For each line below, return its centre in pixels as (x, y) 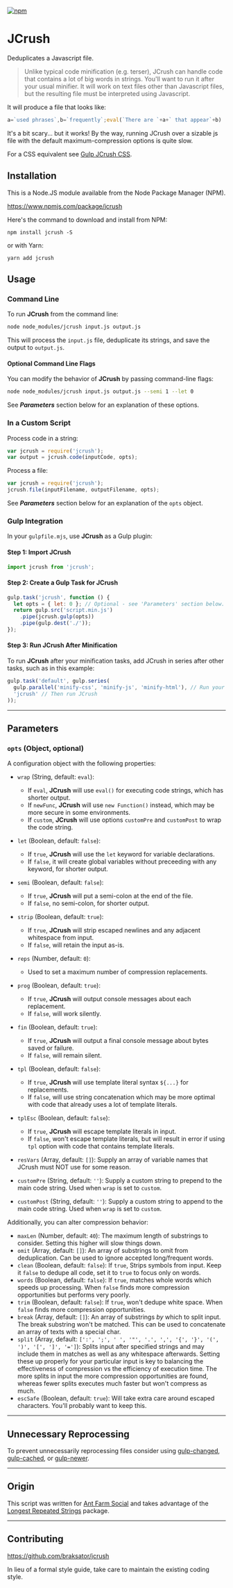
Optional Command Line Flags (51, 363)
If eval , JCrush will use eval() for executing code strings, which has (126, 791)
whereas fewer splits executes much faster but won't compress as (112, 1384)
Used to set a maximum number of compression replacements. (118, 972)
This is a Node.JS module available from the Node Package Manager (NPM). (116, 193)
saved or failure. (51, 1048)
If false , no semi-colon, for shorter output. (88, 903)
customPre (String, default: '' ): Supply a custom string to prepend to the (120, 1181)
